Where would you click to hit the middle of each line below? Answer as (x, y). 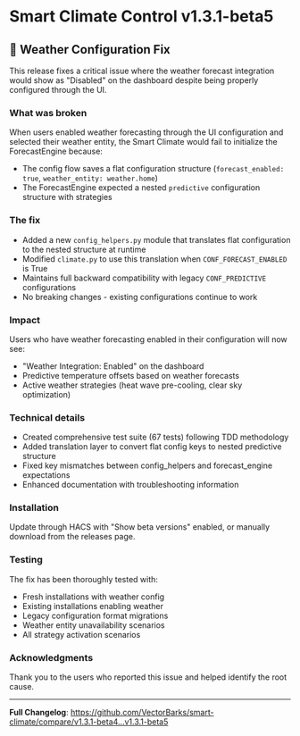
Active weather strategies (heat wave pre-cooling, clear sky (132, 385)
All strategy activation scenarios (81, 634)
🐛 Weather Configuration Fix (90, 50)
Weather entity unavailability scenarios (93, 625)
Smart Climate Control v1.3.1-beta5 (142, 17)
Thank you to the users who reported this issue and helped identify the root (148, 677)
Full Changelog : (39, 713)
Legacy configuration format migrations (95, 615)
